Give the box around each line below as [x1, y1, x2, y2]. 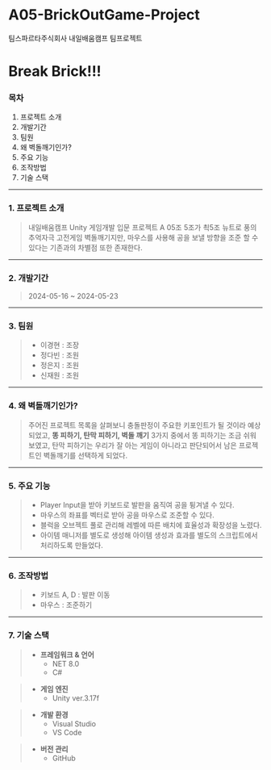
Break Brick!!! [8, 62, 102, 81]
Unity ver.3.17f [52, 693, 99, 703]
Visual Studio [52, 718, 97, 728]
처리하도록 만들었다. [40, 540, 103, 550]
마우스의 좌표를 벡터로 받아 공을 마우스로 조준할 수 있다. [40, 510, 215, 520]
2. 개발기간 [8, 272, 49, 283]
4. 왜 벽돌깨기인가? [8, 400, 78, 412]
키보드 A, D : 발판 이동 [40, 590, 110, 600]
